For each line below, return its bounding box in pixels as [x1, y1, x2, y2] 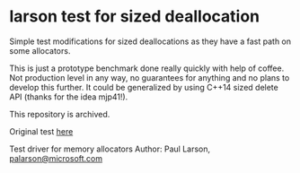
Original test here [9, 125, 74, 136]
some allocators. [9, 45, 71, 56]
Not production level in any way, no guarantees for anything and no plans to [9, 72, 290, 82]
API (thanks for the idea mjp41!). [9, 91, 128, 102]
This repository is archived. [9, 108, 110, 119]
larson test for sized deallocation [9, 6, 260, 27]
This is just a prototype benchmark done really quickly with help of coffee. [9, 63, 285, 74]
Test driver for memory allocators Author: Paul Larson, [9, 143, 211, 154]
